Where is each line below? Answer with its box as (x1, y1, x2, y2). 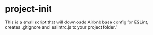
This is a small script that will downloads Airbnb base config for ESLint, (5, 19, 149, 25)
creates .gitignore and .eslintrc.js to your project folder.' (5, 24, 117, 30)
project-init (5, 3, 52, 14)
